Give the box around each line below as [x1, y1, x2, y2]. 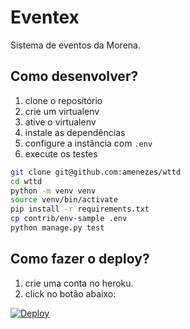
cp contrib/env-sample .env [10, 214, 128, 224]
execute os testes [24, 147, 98, 160]
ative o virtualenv [24, 116, 97, 128]
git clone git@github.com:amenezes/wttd [10, 167, 182, 177]
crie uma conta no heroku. [24, 277, 134, 289]
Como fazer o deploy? [10, 251, 150, 268]
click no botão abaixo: [24, 287, 117, 300]
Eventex [10, 6, 80, 29]
